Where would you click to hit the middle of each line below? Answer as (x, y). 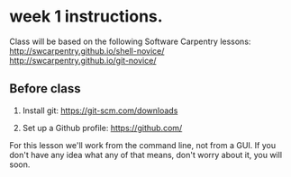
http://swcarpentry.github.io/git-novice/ (83, 60)
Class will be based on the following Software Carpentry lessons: (130, 41)
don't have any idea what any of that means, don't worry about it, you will (145, 155)
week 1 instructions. (86, 17)
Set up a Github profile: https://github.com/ (102, 128)
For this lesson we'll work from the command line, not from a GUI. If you (143, 145)
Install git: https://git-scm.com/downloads (100, 111)
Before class (45, 88)
